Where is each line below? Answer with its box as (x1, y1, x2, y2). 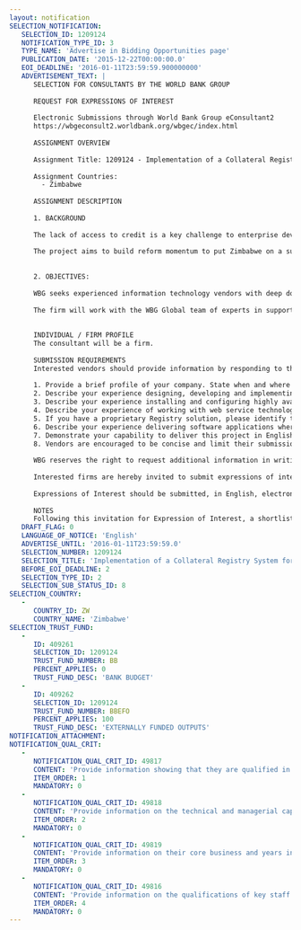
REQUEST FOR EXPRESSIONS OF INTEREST (32, 96, 175, 106)
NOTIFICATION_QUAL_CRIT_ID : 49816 (32, 881, 163, 890)
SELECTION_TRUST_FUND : (9, 623, 94, 632)
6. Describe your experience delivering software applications (32, 422, 275, 431)
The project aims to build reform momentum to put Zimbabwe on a (32, 247, 282, 256)
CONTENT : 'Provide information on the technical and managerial (32, 807, 279, 816)
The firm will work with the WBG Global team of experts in (32, 306, 262, 314)
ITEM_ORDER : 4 (32, 899, 87, 908)
